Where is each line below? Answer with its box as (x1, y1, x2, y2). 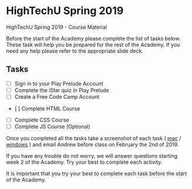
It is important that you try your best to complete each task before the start (6, 170, 187, 177)
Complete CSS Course (14, 116, 69, 123)
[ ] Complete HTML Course (14, 104, 80, 112)
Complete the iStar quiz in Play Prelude (14, 86, 110, 93)
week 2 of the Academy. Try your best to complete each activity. (6, 158, 163, 166)
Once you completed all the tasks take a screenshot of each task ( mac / (6, 135, 181, 142)
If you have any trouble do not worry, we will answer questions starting (6, 153, 178, 160)
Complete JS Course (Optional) (14, 123, 91, 130)
